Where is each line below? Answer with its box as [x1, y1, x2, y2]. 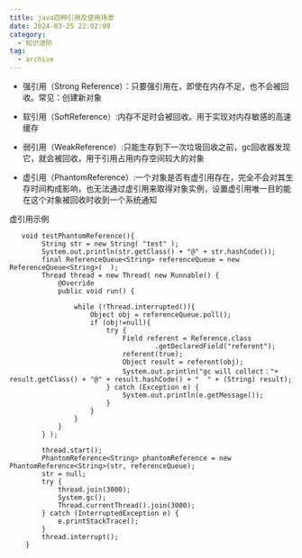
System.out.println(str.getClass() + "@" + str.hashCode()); [41, 247, 277, 256]
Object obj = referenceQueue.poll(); [89, 310, 232, 319]
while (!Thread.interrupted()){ [73, 302, 196, 311]
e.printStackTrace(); [57, 517, 140, 526]
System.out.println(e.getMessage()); [122, 391, 264, 400]
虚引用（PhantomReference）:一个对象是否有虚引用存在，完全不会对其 [22, 172, 286, 183]
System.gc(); [57, 493, 106, 502]
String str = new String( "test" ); [41, 239, 179, 248]
